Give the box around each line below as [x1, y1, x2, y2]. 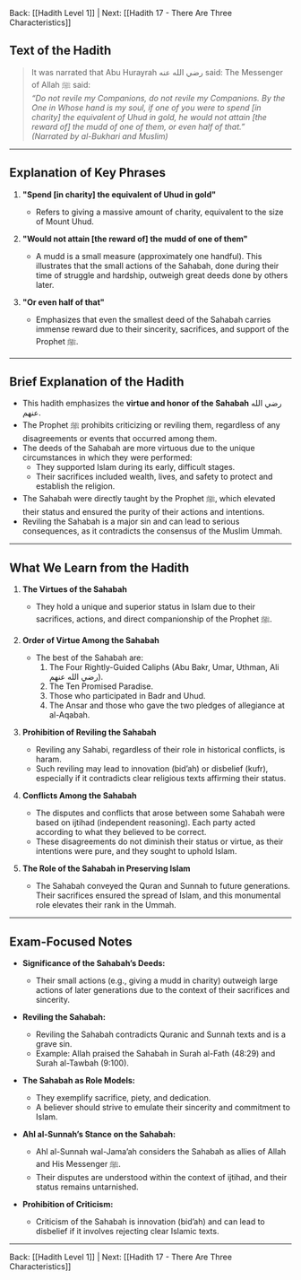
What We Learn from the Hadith [9, 560, 190, 575]
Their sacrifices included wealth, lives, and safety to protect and [35, 471, 273, 483]
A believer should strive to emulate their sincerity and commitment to [35, 1102, 291, 1113]
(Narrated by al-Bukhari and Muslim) [30, 130, 168, 142]
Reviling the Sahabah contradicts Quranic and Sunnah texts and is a [35, 1029, 287, 1040]
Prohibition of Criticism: [21, 1199, 114, 1210]
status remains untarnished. [35, 1181, 139, 1192]
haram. [35, 753, 63, 765]
